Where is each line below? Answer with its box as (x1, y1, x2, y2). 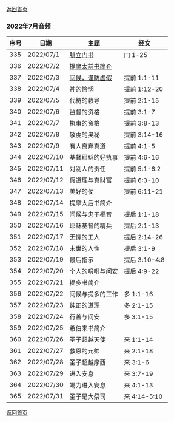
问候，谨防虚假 (69, 73, 112, 82)
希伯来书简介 (69, 324, 106, 333)
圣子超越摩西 (69, 358, 106, 367)
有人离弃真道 (69, 142, 106, 151)
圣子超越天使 (69, 336, 106, 344)
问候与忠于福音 (69, 210, 112, 219)
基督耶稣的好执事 (69, 154, 118, 162)
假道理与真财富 (69, 176, 112, 185)
